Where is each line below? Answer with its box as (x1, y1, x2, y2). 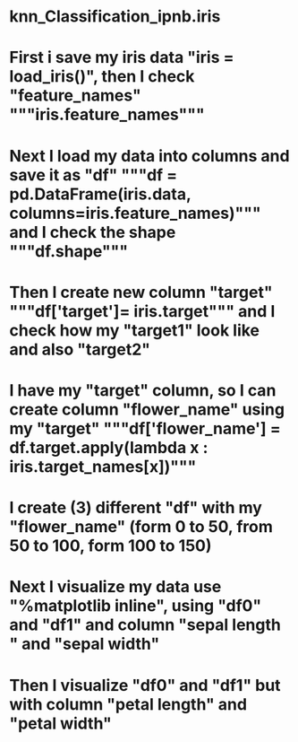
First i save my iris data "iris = (9, 48, 234, 68)
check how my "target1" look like (9, 320, 260, 340)
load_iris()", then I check (9, 66, 195, 87)
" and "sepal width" (9, 634, 160, 654)
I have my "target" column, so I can (9, 380, 277, 400)
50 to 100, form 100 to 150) (9, 536, 212, 556)
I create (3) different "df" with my (9, 498, 262, 518)
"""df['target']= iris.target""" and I (9, 301, 276, 321)
